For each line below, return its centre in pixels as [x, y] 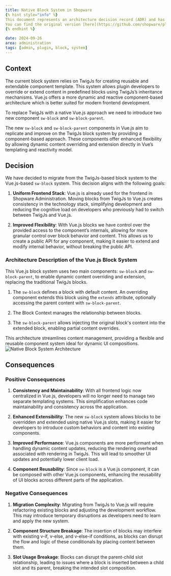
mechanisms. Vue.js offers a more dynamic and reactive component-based [84, 97]
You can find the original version [43, 24]
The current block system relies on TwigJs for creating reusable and [77, 81]
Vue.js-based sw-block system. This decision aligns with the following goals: [85, 183]
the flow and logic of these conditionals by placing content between [84, 541]
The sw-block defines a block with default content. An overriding [80, 292]
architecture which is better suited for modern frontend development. [78, 102]
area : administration [28, 43]
